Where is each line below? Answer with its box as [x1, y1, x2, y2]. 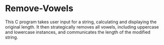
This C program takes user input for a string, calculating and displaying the [5, 19, 157, 25]
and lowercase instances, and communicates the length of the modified [5, 29, 151, 35]
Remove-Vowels [5, 3, 74, 14]
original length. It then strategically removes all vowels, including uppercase [5, 24, 159, 30]
